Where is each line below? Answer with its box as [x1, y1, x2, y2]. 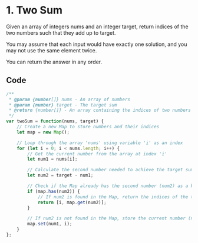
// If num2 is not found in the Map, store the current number [27, 215, 186, 221]
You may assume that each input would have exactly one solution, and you [6, 41, 187, 48]
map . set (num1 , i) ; [27, 221, 72, 227]
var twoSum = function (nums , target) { [6, 118, 104, 124]
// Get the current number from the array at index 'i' [27, 151, 167, 157]
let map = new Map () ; [16, 129, 70, 135]
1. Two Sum [6, 4, 63, 17]
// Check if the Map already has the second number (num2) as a [27, 183, 189, 189]
